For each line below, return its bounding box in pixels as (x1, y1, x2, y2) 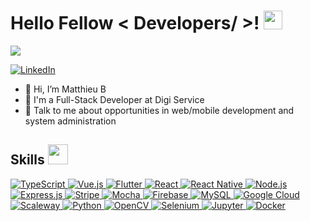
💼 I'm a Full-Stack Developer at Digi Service (24, 93, 205, 105)
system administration (24, 115, 117, 127)
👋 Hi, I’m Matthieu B (24, 83, 107, 95)
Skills (10, 151, 45, 169)
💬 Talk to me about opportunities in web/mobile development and (24, 104, 295, 116)
